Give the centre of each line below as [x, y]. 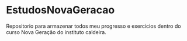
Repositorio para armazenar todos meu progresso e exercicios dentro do [93, 26]
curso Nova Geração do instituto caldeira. [56, 32]
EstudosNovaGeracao [60, 10]
